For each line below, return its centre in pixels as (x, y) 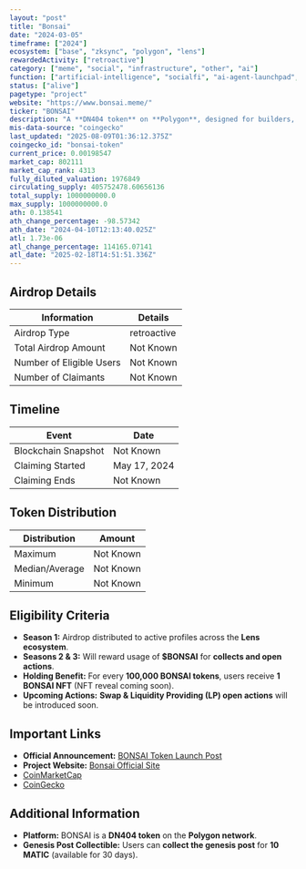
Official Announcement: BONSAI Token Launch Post (122, 756)
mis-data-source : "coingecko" (67, 128)
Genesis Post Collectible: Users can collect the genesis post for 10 (151, 845)
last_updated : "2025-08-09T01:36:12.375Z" (91, 137)
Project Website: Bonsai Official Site (92, 765)
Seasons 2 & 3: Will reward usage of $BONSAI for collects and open (152, 657)
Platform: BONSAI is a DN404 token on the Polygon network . (140, 835)
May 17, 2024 (143, 465)
